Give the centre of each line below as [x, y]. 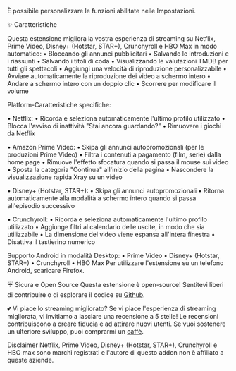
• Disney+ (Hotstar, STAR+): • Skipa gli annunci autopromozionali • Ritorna [116, 191]
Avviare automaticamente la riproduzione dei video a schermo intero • [109, 76]
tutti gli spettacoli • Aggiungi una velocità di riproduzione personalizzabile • [117, 68]
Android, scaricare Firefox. [46, 270]
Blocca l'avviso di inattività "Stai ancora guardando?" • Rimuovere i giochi [114, 126]
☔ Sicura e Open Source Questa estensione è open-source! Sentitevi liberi [116, 285]
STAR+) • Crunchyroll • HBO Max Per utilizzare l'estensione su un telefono [116, 263]
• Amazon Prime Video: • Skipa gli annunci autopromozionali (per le [106, 147]
